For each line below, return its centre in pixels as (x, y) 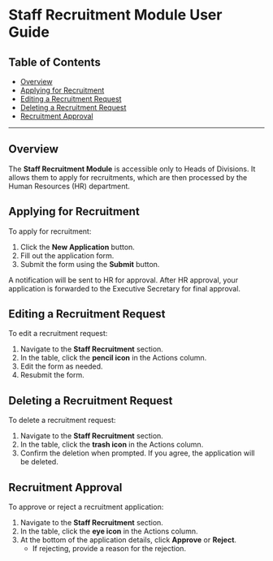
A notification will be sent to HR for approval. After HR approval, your (123, 280)
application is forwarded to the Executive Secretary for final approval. (125, 288)
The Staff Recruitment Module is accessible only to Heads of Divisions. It (132, 169)
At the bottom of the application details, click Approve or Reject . (128, 540)
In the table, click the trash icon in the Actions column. (112, 445)
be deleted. (39, 462)
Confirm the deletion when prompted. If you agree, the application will (137, 453)
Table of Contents (55, 62)
